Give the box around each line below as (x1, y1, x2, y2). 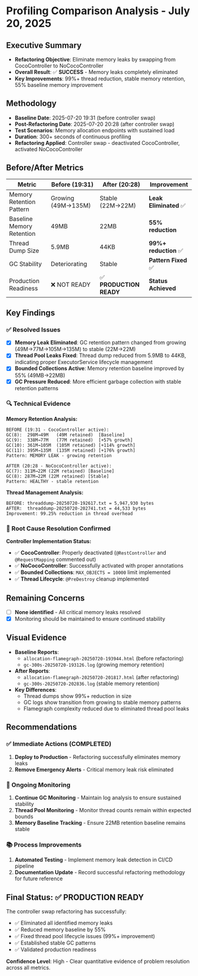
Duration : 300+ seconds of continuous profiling (14, 133, 131, 140)
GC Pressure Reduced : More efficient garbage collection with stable (14, 378, 181, 385)
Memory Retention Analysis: (6, 415, 78, 422)
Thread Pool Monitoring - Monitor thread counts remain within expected (14, 806, 192, 813)
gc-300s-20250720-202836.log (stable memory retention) (23, 680, 160, 687)
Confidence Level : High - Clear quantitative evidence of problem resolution (6, 958, 190, 965)
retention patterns (14, 384, 59, 391)
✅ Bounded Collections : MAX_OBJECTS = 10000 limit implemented (14, 569, 171, 576)
